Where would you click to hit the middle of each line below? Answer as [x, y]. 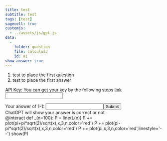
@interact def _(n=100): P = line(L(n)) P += [49, 118]
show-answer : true [24, 61]
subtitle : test [21, 14]
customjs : [15, 28]
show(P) [20, 134]
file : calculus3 [31, 51]
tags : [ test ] [19, 19]
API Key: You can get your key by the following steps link [64, 90]
